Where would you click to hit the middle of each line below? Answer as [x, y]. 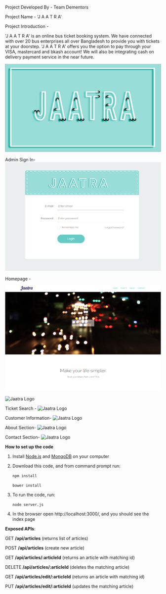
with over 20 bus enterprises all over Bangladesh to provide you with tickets [82, 41]
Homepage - [18, 279]
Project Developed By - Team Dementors [47, 7]
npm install [24, 476]
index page [24, 519]
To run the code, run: [34, 495]
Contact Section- [23, 437]
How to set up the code [29, 447]
